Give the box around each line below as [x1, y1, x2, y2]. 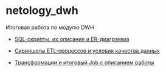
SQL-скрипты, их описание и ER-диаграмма [14, 35, 130, 42]
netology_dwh [5, 4, 78, 18]
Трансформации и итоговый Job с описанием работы [14, 59, 154, 66]
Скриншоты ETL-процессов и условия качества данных [14, 47, 161, 54]
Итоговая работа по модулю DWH [5, 24, 95, 31]
